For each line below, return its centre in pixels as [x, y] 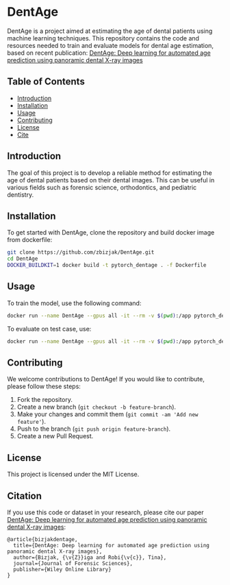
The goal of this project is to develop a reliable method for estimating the [110, 173]
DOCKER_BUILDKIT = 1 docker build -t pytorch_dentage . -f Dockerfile [107, 265]
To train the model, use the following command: [74, 303]
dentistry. [21, 194]
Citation [25, 496]
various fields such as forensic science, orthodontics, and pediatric [102, 187]
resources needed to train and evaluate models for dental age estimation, [111, 45]
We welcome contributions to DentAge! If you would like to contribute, [106, 379]
